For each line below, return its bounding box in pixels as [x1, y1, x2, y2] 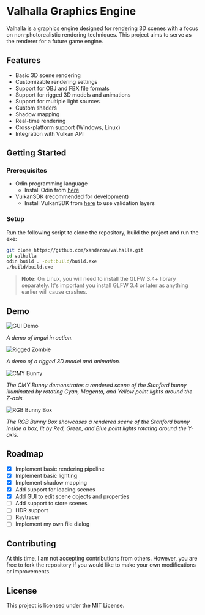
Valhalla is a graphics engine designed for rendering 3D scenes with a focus [6, 24, 198, 32]
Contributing [6, 539, 56, 549]
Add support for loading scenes [15, 486, 96, 493]
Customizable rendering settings [15, 78, 98, 85]
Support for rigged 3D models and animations [15, 91, 131, 99]
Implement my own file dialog [15, 520, 90, 527]
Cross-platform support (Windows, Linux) [15, 124, 121, 131]
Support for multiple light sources [15, 97, 100, 105]
